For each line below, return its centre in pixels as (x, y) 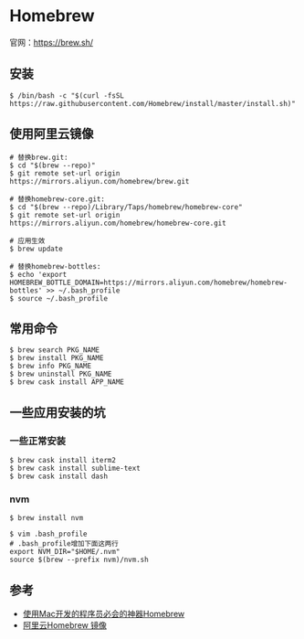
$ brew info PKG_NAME (51, 367)
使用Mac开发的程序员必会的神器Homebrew (104, 614)
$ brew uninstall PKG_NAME (61, 374)
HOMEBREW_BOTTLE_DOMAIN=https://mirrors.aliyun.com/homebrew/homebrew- (148, 282)
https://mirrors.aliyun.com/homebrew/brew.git (100, 181)
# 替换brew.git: (39, 157)
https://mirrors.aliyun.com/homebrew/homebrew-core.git (118, 223)
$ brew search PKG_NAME (55, 350)
